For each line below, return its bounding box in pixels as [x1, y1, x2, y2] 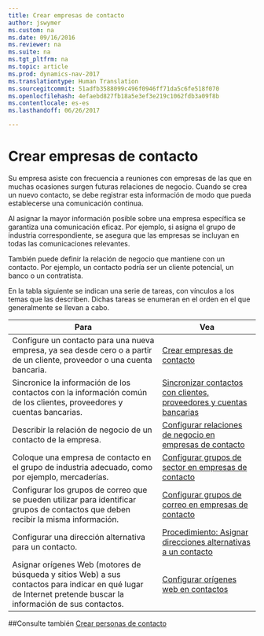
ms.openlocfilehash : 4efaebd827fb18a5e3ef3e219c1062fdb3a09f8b [8, 92, 220, 100]
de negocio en [162, 429, 215, 440]
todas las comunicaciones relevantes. [8, 238, 130, 248]
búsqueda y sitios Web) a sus [12, 568, 121, 579]
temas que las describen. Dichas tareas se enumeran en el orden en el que [8, 294, 251, 304]
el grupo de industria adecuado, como [12, 461, 153, 472]
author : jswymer [8, 19, 61, 27]
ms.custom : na [8, 26, 55, 34]
